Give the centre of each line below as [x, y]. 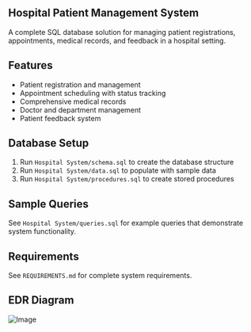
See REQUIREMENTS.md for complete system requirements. [100, 276]
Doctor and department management [80, 109]
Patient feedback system [60, 118]
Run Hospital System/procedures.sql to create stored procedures [127, 179]
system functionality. [42, 231]
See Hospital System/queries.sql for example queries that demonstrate [126, 223]
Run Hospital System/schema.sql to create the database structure [127, 162]
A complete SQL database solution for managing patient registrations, [122, 32]
